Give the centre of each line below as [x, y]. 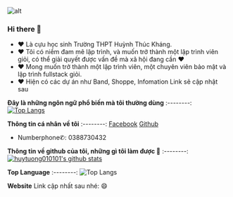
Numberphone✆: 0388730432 [62, 138]
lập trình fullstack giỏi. [50, 75]
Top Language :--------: [43, 172]
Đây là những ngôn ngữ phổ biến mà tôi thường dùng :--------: [100, 103]
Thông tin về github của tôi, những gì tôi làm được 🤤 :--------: [98, 151]
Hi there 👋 [25, 29]
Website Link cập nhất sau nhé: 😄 [57, 186]
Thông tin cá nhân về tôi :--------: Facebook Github [83, 124]
